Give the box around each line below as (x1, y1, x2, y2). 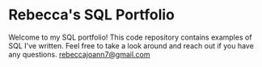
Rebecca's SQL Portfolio (8, 6, 175, 24)
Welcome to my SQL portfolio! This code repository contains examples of (8, 32, 252, 42)
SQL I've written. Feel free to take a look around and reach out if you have (8, 40, 255, 50)
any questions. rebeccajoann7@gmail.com (8, 49, 151, 59)
